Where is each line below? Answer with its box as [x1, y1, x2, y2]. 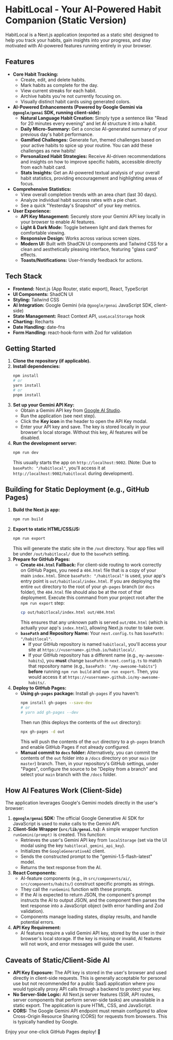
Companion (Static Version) [5, 14, 127, 26]
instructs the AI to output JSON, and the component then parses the [20, 897, 165, 904]
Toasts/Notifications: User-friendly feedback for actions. [20, 257, 143, 263]
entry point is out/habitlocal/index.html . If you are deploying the [20, 578, 161, 585]
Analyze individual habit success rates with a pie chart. [20, 197, 137, 203]
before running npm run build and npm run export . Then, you [28, 668, 159, 675]
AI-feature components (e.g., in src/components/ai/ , [20, 875, 131, 882]
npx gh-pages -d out [20, 729, 65, 734]
